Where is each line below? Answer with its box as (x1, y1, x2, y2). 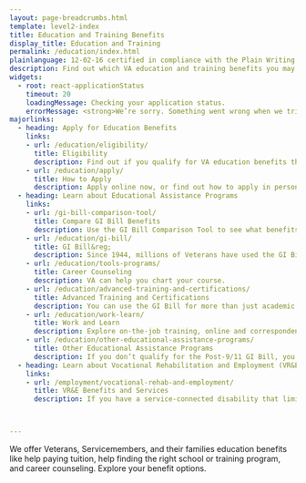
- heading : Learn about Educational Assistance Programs (17, 191, 239, 200)
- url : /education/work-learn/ (25, 310, 145, 319)
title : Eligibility (33, 149, 107, 158)
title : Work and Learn (33, 318, 120, 328)
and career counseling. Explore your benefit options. (9, 463, 207, 474)
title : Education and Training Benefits (9, 30, 166, 39)
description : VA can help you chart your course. (33, 276, 226, 285)
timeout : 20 (25, 89, 71, 98)
